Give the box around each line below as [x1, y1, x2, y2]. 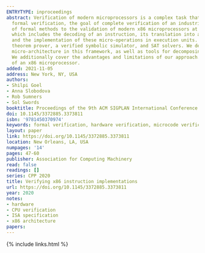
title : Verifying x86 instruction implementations [6, 179, 138, 185]
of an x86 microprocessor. [12, 60, 81, 66]
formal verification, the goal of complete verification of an [12, 20, 176, 26]
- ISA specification [6, 212, 59, 219]
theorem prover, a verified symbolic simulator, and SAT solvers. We [12, 43, 192, 49]
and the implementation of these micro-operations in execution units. [12, 37, 198, 43]
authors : [6, 77, 29, 83]
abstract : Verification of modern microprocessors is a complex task [6, 15, 187, 21]
